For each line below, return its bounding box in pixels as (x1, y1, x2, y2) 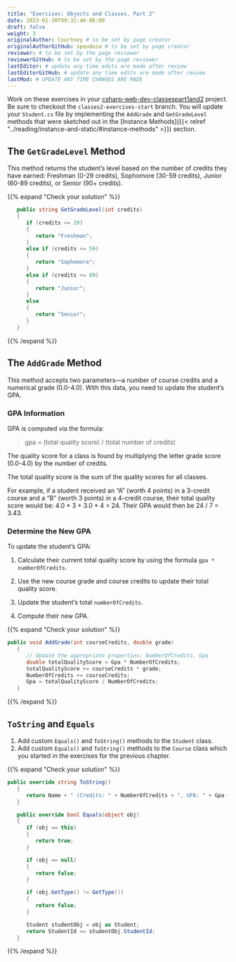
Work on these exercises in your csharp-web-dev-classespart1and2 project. (7, 95, 228, 103)
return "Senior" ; (35, 311, 86, 318)
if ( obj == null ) (25, 856, 77, 863)
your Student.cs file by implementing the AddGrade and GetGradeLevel (7, 110, 207, 118)
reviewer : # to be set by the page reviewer (7, 50, 140, 57)
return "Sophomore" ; (35, 258, 96, 266)
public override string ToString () (7, 779, 112, 786)
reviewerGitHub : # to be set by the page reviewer (7, 56, 159, 63)
